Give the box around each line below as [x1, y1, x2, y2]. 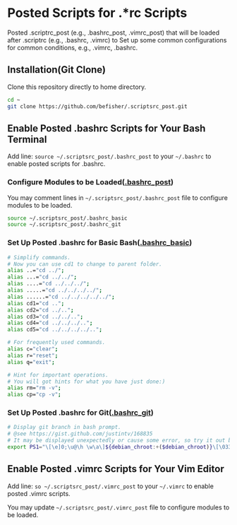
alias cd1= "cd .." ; [7, 300, 65, 307]
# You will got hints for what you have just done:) [7, 378, 166, 385]
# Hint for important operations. [7, 371, 109, 379]
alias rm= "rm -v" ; [7, 384, 61, 391]
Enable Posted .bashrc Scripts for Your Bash [7, 122, 206, 134]
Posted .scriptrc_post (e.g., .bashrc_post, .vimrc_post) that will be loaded [7, 28, 220, 37]
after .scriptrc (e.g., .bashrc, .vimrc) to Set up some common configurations [7, 35, 227, 44]
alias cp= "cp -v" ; [7, 391, 61, 399]
